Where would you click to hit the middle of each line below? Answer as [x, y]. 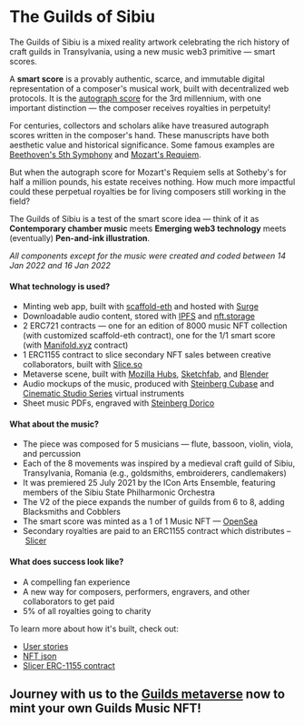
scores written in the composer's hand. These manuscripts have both [139, 135]
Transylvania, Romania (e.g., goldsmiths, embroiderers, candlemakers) [155, 473]
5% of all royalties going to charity [87, 610]
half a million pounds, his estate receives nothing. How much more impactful [152, 181]
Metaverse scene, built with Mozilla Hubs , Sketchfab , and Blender [146, 374]
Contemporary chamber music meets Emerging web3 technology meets [148, 228]
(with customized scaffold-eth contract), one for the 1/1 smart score [149, 336]
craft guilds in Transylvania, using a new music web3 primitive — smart [142, 51]
